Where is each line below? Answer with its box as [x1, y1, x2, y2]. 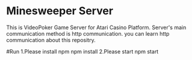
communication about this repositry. [6, 36, 96, 43]
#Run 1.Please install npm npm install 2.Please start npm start [6, 48, 159, 55]
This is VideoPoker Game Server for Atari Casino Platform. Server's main [6, 24, 187, 31]
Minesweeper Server [6, 4, 113, 18]
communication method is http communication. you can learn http [6, 30, 170, 37]
